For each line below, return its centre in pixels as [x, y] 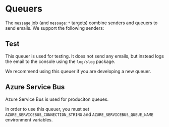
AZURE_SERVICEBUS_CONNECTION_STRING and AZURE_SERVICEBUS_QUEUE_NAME [79, 114]
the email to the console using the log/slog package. [60, 61]
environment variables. [29, 119]
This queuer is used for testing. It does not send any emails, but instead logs [84, 56]
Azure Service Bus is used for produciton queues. [57, 99]
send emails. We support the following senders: [55, 28]
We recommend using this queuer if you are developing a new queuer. [78, 71]
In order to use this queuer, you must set [47, 109]
